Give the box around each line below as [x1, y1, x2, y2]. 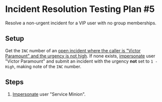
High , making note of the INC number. [5, 63, 81, 69]
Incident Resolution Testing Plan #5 [5, 3, 155, 15]
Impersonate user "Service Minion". [12, 91, 86, 97]
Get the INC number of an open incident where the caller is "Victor [5, 47, 141, 53]
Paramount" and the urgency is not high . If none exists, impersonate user [5, 53, 156, 59]
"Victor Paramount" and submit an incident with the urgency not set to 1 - [5, 58, 158, 64]
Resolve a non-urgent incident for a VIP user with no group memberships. [5, 20, 157, 26]
